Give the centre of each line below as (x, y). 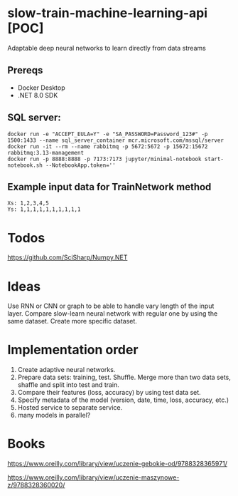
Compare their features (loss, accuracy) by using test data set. (109, 393)
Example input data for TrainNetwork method (109, 187)
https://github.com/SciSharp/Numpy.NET (67, 257)
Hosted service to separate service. (70, 408)
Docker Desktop (41, 88)
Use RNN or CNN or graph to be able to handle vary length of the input (111, 306)
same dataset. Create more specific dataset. (72, 321)
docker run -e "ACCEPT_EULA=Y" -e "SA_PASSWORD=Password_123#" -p (108, 134)
